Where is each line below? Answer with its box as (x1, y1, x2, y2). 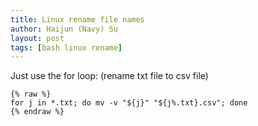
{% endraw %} (10, 107, 65, 117)
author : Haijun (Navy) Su (10, 24, 118, 34)
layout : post (10, 33, 65, 43)
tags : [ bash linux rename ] (10, 42, 123, 53)
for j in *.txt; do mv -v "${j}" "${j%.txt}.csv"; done (10, 98, 248, 108)
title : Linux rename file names (10, 14, 145, 25)
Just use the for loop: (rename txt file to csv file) (10, 70, 209, 82)
